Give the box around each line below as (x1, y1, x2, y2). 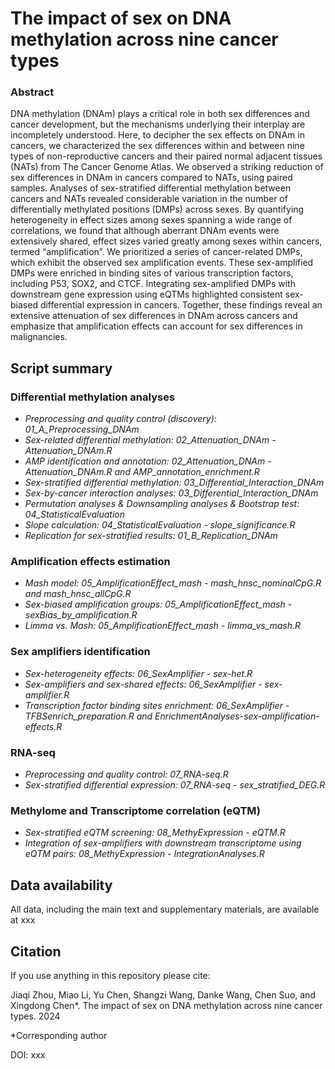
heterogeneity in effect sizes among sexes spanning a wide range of (10, 214, 293, 226)
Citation (10, 943, 62, 960)
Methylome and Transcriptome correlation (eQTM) (10, 803, 262, 817)
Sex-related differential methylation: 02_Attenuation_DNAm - (24, 434, 277, 446)
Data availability (10, 877, 113, 894)
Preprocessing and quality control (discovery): (24, 413, 217, 425)
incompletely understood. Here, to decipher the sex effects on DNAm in (10, 129, 305, 141)
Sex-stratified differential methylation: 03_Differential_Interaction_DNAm (24, 477, 325, 489)
